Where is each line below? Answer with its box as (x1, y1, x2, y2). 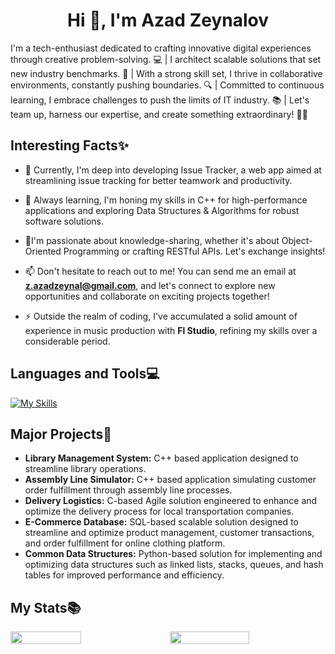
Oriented (24, 245, 62, 257)
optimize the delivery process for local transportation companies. (24, 505, 295, 518)
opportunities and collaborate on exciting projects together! (24, 290, 270, 302)
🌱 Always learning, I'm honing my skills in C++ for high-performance (24, 194, 308, 206)
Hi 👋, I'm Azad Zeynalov (67, 9, 269, 32)
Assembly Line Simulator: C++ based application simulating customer (24, 474, 317, 486)
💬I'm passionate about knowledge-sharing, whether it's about (24, 234, 280, 246)
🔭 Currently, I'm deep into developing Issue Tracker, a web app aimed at (24, 164, 322, 176)
